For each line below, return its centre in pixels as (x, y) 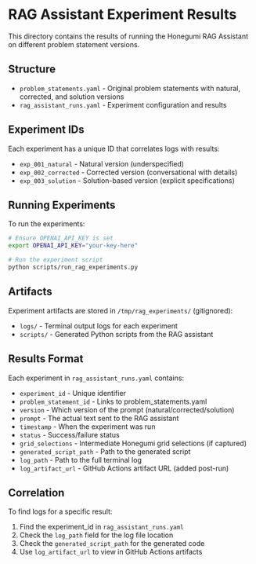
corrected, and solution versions (72, 97)
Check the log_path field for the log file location (96, 535)
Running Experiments (62, 205)
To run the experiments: (47, 224)
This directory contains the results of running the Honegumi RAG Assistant (128, 36)
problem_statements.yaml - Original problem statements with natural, (130, 88)
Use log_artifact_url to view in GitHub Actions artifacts (111, 552)
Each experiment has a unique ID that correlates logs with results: (114, 148)
